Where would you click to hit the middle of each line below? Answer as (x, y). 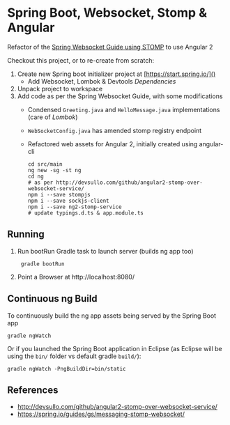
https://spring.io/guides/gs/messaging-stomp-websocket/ (101, 414)
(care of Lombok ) (53, 117)
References (33, 390)
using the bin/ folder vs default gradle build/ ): (74, 356)
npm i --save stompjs (59, 194)
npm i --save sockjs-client (68, 201)
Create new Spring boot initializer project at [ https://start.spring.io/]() (116, 74)
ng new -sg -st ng (54, 170)
